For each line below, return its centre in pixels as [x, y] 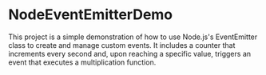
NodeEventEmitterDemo [91, 15]
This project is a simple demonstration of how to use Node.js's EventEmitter [133, 37]
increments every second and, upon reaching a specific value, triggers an [130, 53]
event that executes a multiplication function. [82, 62]
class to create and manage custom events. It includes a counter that [122, 45]
